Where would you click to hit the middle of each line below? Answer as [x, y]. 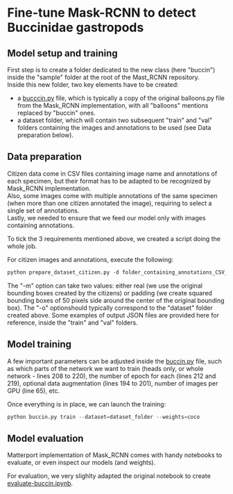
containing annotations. [41, 225]
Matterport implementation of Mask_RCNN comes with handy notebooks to [115, 455]
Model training [39, 344]
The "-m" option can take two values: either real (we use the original [105, 286]
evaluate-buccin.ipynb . [40, 484]
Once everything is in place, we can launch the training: [87, 404]
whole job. [22, 246]
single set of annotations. [43, 211]
